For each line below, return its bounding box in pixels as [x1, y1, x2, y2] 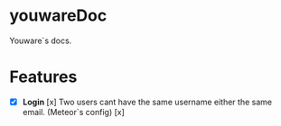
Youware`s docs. [9, 35, 72, 46]
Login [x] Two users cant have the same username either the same [22, 96, 273, 107]
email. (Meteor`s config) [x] [22, 106, 125, 117]
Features [9, 67, 78, 87]
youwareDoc [9, 5, 108, 26]
